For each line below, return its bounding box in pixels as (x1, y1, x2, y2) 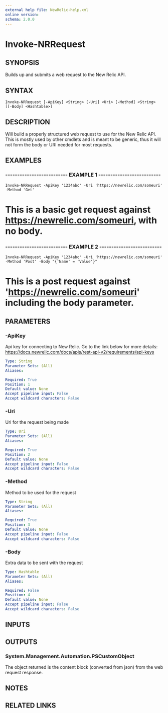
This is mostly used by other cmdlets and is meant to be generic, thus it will (5, 136, 161, 142)
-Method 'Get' (5, 187, 35, 192)
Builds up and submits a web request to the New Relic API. (5, 71, 126, 78)
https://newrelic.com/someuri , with (5, 214, 157, 226)
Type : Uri (5, 429, 26, 434)
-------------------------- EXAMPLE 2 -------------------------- (5, 243, 162, 250)
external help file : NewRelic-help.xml (5, 7, 89, 13)
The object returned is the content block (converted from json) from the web (5, 664, 163, 670)
